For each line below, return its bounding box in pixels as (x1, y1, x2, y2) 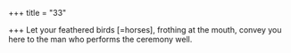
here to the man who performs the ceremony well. (8, 34, 193, 44)
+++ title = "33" (8, 8, 67, 18)
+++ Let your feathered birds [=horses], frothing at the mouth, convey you (8, 25, 282, 34)
